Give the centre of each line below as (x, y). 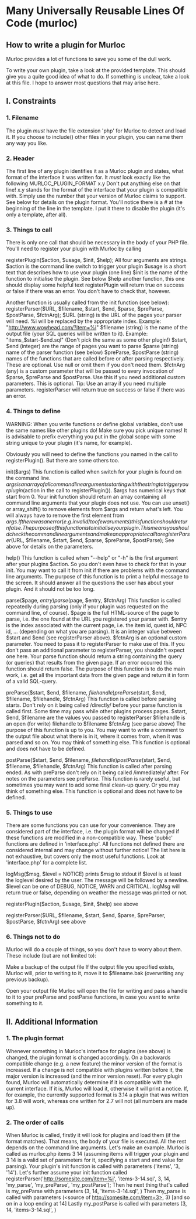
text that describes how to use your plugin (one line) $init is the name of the (97, 273)
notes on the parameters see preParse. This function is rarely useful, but (93, 778)
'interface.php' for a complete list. (47, 862)
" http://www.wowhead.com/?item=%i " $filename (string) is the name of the (97, 328)
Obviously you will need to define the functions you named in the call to (92, 454)
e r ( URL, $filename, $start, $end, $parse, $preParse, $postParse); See (90, 540)
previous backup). (28, 979)
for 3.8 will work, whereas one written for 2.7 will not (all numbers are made (97, 1101)
